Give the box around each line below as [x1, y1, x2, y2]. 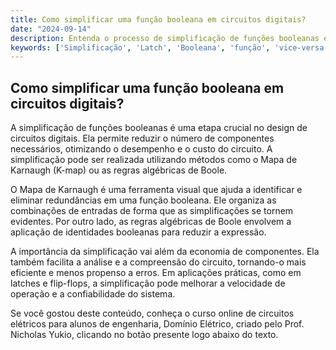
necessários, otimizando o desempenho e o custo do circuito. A [10, 143, 273, 155]
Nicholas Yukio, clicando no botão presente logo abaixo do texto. [10, 329, 279, 341]
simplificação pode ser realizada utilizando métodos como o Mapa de [10, 154, 298, 166]
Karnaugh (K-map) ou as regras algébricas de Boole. [10, 164, 228, 176]
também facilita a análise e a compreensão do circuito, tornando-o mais [10, 256, 307, 268]
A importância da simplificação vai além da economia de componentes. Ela [10, 246, 320, 258]
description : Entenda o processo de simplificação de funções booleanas [10, 33, 320, 43]
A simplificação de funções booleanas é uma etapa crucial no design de [10, 122, 308, 134]
